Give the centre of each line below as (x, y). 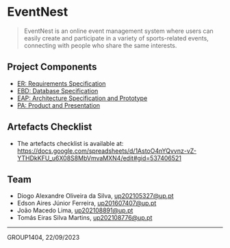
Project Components (52, 67)
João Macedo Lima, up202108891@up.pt (75, 210)
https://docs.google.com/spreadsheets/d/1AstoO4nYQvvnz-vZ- (107, 151)
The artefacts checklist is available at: (70, 143)
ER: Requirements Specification (61, 84)
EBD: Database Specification (57, 90)
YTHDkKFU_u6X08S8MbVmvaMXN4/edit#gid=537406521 (99, 158)
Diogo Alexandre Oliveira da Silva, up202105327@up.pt (95, 196)
